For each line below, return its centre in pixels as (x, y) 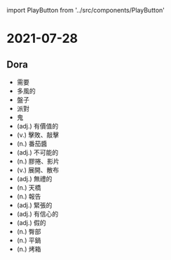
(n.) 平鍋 (29, 240)
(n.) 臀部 (29, 232)
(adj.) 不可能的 (37, 152)
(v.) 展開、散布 (38, 170)
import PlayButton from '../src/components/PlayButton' (86, 10)
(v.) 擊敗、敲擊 (38, 135)
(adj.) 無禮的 (34, 179)
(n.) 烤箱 (29, 249)
